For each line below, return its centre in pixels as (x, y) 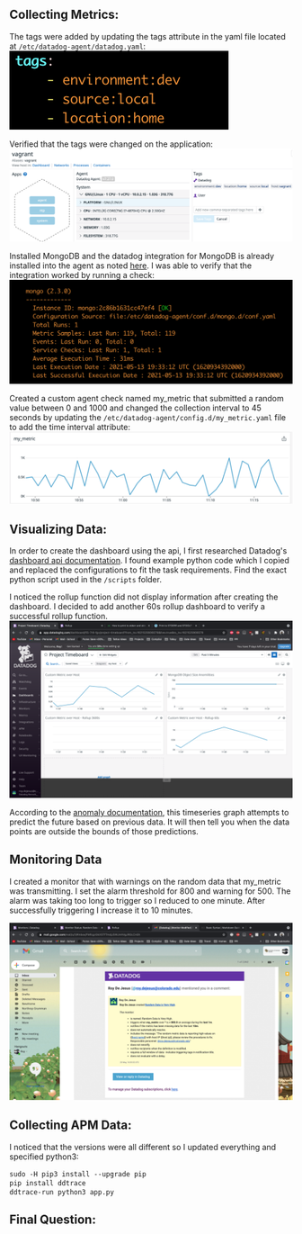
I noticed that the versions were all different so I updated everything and (143, 1147)
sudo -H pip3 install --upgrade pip (78, 1174)
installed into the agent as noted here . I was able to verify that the (131, 266)
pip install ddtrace (48, 1183)
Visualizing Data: (58, 529)
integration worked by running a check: (82, 275)
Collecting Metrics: (64, 15)
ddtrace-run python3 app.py (62, 1192)
